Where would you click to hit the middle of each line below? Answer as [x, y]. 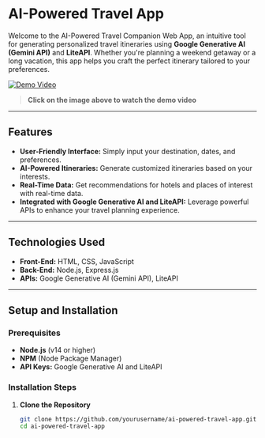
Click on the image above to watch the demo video [112, 100]
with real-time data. [51, 193]
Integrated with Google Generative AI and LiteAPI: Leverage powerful [134, 202]
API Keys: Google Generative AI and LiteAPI [91, 367]
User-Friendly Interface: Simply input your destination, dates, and [127, 151]
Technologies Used [56, 242]
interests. [35, 176]
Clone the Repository [55, 405]
